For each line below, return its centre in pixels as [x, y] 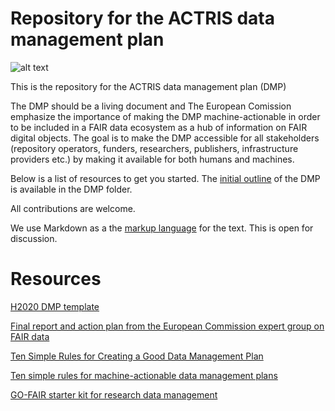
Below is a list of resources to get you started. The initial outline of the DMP [165, 178]
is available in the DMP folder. [71, 189]
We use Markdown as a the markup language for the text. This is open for [162, 228]
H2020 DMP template [55, 306]
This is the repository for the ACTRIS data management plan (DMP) [148, 86]
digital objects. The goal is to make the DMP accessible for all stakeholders [165, 138]
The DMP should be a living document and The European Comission [151, 106]
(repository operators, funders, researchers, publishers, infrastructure [154, 148]
